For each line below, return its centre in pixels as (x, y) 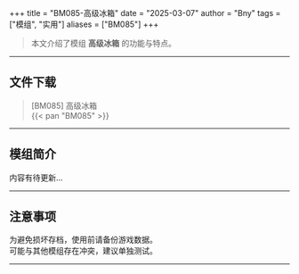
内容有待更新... (36, 178)
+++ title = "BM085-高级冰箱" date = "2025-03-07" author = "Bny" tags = (145, 13)
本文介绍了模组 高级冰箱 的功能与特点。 (103, 43)
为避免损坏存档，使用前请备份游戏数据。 (83, 240)
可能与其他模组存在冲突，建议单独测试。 (83, 251)
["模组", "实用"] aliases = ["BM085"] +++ (84, 24)
